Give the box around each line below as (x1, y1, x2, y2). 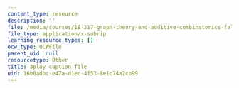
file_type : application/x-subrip (7, 30, 107, 38)
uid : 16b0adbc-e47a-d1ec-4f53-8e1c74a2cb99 (7, 70, 139, 77)
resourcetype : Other (7, 57, 69, 64)
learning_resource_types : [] (7, 37, 94, 44)
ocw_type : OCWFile (7, 43, 62, 50)
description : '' (7, 17, 55, 24)
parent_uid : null (7, 50, 59, 57)
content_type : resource (7, 10, 78, 18)
